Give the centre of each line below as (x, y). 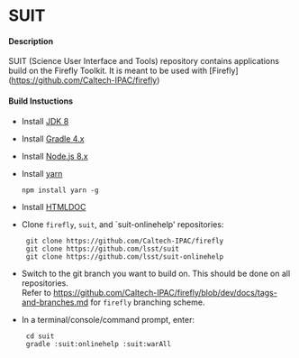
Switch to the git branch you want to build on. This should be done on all (156, 273)
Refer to (36, 292)
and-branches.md (55, 302)
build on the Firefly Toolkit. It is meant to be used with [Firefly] (124, 71)
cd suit (40, 336)
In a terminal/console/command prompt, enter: (108, 319)
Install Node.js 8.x (54, 156)
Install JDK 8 (45, 121)
